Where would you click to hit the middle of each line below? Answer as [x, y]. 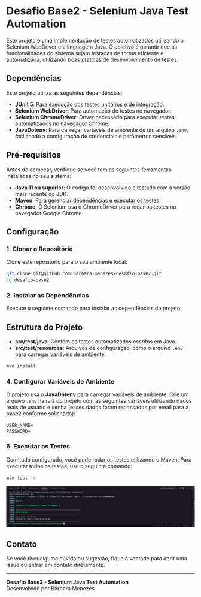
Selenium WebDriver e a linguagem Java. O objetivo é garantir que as [92, 47]
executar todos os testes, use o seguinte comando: [69, 466]
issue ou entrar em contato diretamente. [56, 565]
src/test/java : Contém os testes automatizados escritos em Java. [95, 342]
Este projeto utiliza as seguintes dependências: [64, 93]
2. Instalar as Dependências [48, 295]
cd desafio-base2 [28, 280]
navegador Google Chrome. [49, 213]
